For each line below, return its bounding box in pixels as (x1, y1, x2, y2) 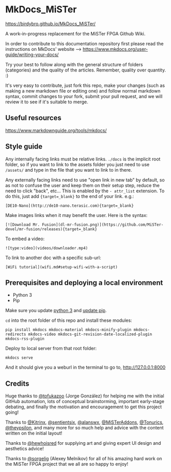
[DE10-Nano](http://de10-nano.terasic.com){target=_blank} (5, 203, 134, 208)
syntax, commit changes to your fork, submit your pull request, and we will (5, 93, 163, 99)
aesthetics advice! (5, 446, 44, 452)
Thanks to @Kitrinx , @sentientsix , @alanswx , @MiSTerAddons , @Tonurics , (5, 419, 164, 425)
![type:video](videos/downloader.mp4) (5, 245, 88, 250)
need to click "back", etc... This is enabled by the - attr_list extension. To (5, 188, 165, 194)
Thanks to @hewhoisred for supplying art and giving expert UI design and (5, 440, 161, 446)
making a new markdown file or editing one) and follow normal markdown (5, 87, 161, 94)
